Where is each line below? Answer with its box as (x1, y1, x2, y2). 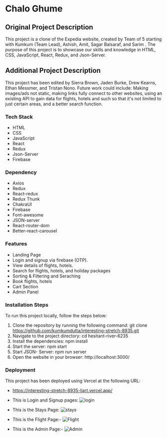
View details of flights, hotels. (12, 262, 73, 268)
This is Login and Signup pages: (12, 397, 79, 403)
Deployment (5, 366, 36, 373)
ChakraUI (12, 202, 32, 208)
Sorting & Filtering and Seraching (12, 273, 81, 279)
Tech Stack (5, 113, 33, 120)
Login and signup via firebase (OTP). (12, 257, 88, 263)
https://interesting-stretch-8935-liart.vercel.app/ (12, 388, 113, 394)
